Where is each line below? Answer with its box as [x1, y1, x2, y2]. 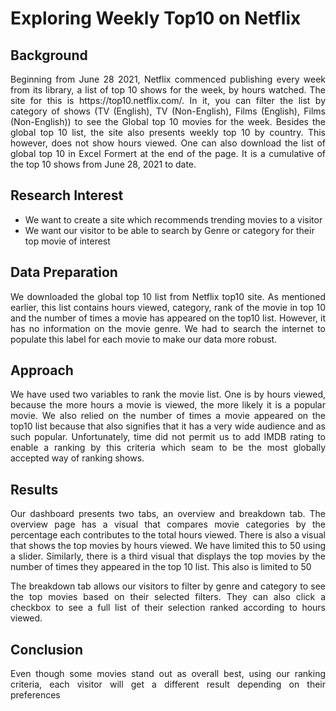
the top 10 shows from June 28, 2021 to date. [10, 158, 197, 170]
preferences [10, 689, 61, 701]
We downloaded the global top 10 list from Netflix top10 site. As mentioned [10, 290, 326, 302]
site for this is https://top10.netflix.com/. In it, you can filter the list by [10, 95, 326, 106]
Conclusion [10, 641, 84, 658]
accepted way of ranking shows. [10, 452, 145, 464]
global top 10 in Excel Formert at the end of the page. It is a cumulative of [10, 148, 326, 159]
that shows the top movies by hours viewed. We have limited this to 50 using [10, 540, 326, 552]
